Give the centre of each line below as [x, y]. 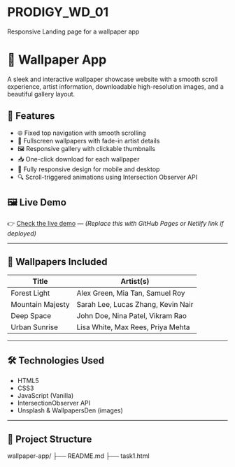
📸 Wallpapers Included [57, 262]
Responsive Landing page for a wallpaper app [73, 31]
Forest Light [30, 293]
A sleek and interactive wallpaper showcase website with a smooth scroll [113, 79]
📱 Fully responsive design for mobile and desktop [88, 169]
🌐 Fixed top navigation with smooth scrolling [81, 133]
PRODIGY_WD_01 [58, 12]
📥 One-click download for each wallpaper [78, 159]
